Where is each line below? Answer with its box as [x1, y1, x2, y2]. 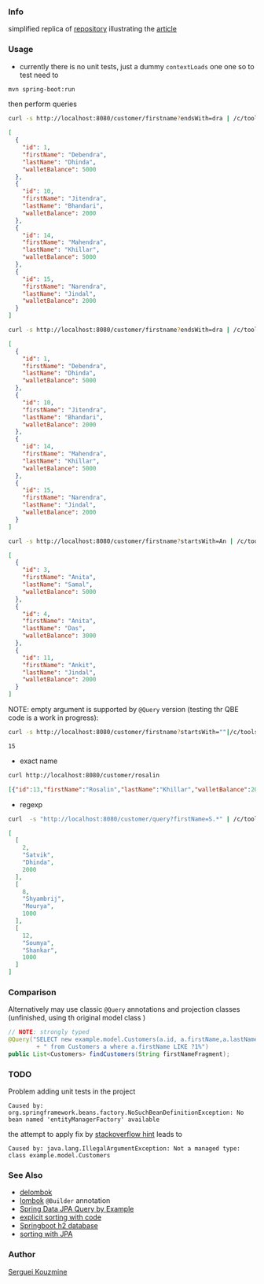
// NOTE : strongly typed [8, 1028, 90, 1036]
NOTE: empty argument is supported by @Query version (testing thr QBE [8, 705, 240, 714]
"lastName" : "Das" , [22, 625, 86, 633]
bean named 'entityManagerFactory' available [8, 1116, 159, 1123]
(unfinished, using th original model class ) [8, 1013, 146, 1023]
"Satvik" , [22, 851, 55, 859]
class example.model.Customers [8, 1152, 111, 1160]
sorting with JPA [19, 1230, 73, 1239]
